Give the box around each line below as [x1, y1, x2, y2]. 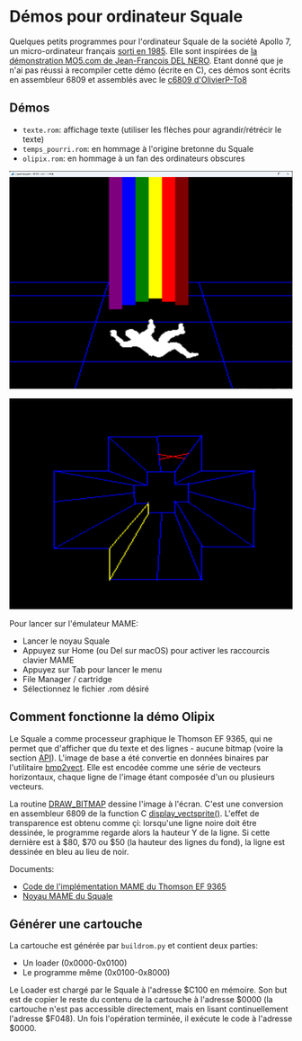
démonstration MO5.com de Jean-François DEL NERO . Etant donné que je [9, 55, 284, 66]
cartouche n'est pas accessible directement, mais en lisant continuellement [9, 1004, 289, 1015]
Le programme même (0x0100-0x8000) [22, 967, 171, 978]
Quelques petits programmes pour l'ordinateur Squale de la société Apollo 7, [9, 36, 292, 47]
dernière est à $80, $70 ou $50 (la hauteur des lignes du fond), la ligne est [9, 836, 286, 847]
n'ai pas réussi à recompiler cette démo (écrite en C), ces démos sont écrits [9, 65, 290, 76]
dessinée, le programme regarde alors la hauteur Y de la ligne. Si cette [9, 827, 271, 838]
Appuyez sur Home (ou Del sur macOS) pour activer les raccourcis [22, 645, 270, 655]
